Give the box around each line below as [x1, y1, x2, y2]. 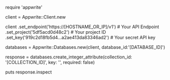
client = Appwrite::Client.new [5, 14, 66, 20]
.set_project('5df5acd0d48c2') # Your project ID [5, 29, 107, 35]
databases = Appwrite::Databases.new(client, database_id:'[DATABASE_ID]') [5, 44, 165, 50]
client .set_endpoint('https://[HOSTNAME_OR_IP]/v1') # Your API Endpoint [5, 24, 159, 30]
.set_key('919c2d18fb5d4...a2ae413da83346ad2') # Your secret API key [5, 35, 156, 40]
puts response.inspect [5, 69, 52, 75]
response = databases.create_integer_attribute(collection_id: [5, 54, 132, 60]
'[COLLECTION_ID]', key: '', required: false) [5, 59, 95, 65]
